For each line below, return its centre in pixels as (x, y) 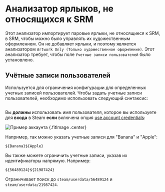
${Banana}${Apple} (24, 146)
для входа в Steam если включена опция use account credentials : (75, 117)
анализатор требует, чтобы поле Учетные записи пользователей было (78, 54)
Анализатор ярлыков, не (59, 9)
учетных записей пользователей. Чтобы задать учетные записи (74, 92)
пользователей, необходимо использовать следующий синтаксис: (77, 98)
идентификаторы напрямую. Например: (48, 160)
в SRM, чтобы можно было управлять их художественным (68, 38)
